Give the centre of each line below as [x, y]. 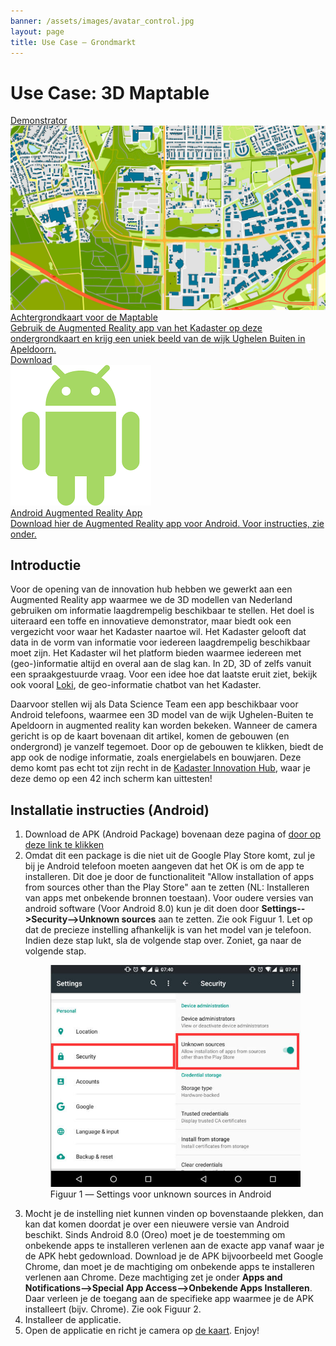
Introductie [46, 565]
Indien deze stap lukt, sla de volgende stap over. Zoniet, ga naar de [163, 941]
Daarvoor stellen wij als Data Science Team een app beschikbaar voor [154, 704]
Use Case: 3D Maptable [110, 92]
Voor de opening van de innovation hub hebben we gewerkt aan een [151, 589]
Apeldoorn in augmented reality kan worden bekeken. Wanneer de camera [164, 726]
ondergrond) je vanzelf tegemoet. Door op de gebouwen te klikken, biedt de [167, 747]
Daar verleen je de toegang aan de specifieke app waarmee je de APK [169, 1299]
